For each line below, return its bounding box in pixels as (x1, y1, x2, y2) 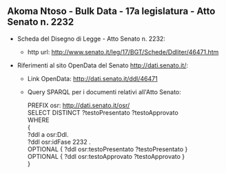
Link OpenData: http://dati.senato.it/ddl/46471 (27, 74, 158, 83)
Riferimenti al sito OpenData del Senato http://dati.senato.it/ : (17, 61, 188, 69)
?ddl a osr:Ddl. (27, 130, 69, 138)
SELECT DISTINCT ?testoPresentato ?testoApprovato (27, 108, 179, 116)
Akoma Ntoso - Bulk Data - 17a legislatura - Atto (7, 6, 216, 17)
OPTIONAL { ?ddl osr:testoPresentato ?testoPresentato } (27, 144, 188, 153)
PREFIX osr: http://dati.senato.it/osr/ (27, 101, 130, 109)
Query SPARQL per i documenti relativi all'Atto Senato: (27, 87, 181, 96)
